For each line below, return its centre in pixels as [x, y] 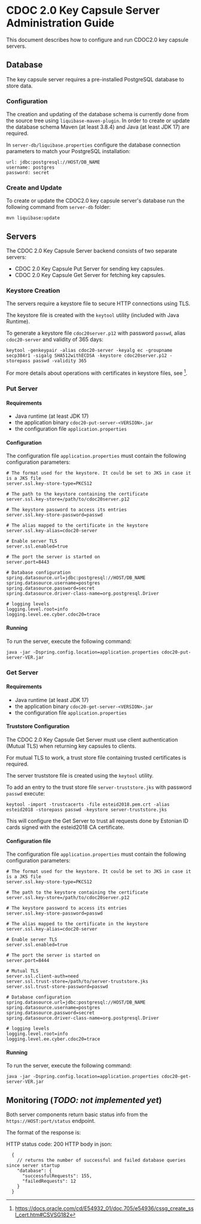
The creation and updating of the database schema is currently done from [98, 114]
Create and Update [34, 187]
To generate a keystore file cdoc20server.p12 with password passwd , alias [96, 333]
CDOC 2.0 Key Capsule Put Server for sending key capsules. [89, 269]
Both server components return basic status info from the [77, 1114]
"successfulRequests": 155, [57, 1176]
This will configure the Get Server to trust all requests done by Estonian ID [97, 821]
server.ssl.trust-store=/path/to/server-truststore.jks [77, 982]
